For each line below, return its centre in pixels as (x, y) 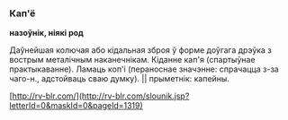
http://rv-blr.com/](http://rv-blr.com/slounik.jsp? (101, 96)
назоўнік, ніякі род (46, 33)
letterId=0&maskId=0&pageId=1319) (76, 106)
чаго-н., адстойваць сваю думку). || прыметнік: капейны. (119, 79)
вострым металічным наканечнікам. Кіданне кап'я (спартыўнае (132, 60)
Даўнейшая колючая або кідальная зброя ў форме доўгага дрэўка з (140, 50)
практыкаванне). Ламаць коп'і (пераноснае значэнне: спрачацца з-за (144, 69)
